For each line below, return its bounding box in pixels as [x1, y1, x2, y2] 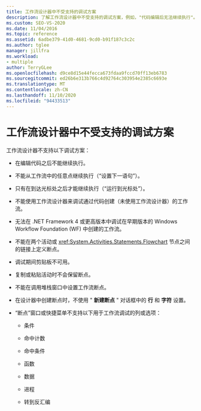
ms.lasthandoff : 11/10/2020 [6, 92, 77, 98]
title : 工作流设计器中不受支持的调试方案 [6, 8, 97, 15]
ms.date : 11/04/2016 [6, 25, 58, 32]
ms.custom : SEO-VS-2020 [6, 20, 66, 26]
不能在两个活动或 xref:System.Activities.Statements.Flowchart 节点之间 [14, 238, 190, 245]
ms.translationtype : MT [6, 81, 66, 87]
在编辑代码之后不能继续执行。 [14, 159, 89, 167]
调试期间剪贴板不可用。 [14, 258, 73, 265]
